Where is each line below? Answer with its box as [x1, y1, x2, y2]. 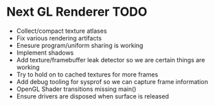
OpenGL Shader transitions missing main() [16, 85, 137, 93]
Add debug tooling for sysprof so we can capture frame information [16, 77, 209, 85]
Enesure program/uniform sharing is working [16, 41, 144, 49]
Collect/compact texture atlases [16, 27, 107, 35]
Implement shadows [16, 49, 74, 57]
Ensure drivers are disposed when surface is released [16, 92, 170, 100]
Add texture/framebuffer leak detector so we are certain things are [16, 55, 205, 64]
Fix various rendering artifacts [16, 34, 102, 42]
